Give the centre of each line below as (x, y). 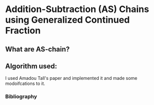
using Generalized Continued (67, 20)
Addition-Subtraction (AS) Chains (77, 9)
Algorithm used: (31, 66)
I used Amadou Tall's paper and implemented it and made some (71, 78)
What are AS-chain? (37, 49)
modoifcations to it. (25, 83)
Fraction (23, 31)
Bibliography (21, 96)
